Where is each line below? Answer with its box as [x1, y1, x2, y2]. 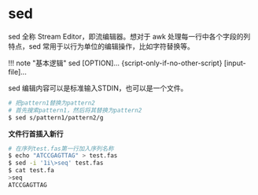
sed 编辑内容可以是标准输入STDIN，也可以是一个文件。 [8, 83, 188, 93]
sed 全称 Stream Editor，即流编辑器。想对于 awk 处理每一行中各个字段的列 [8, 31, 251, 41]
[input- [223, 58, 246, 68]
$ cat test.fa [8, 167, 55, 175]
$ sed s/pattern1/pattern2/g [8, 113, 104, 122]
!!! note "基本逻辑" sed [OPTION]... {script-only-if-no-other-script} [8, 58, 223, 68]
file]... [8, 67, 28, 76]
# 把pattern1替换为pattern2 [8, 99, 96, 107]
